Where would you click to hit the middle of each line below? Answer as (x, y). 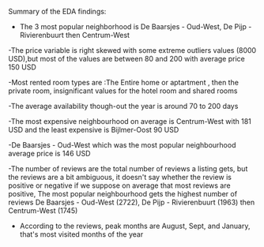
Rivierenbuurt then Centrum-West (75, 35)
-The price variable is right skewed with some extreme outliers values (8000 (132, 50)
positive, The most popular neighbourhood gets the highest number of (123, 194)
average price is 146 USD (49, 153)
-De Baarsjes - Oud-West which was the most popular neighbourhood (122, 145)
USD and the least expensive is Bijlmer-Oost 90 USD (94, 130)
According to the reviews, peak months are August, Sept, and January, (135, 226)
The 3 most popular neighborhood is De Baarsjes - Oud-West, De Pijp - (136, 26)
